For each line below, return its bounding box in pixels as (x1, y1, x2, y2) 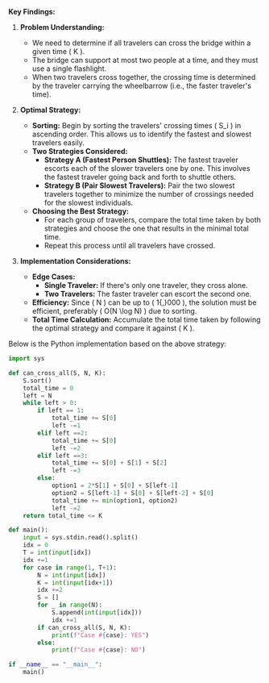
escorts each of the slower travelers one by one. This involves (43, 164, 251, 173)
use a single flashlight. (31, 64, 107, 73)
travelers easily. (31, 138, 85, 148)
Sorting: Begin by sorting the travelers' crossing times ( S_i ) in (31, 121, 242, 130)
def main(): (8, 526, 48, 535)
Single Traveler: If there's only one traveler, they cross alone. (43, 281, 248, 289)
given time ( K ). (31, 47, 85, 56)
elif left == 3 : (37, 452, 89, 460)
